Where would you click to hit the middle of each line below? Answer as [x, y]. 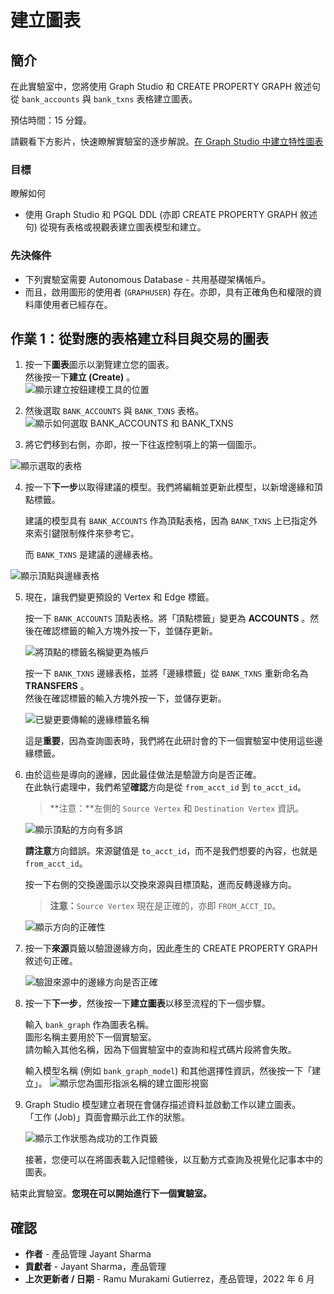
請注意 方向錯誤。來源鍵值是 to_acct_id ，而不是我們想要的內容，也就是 [171, 851]
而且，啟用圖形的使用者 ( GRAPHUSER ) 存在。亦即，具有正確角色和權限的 [169, 292]
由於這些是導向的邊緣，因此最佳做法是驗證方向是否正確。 [143, 775]
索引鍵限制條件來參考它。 [86, 533]
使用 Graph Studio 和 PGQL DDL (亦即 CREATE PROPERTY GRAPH [161, 215]
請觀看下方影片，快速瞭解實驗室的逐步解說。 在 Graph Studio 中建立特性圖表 [167, 141]
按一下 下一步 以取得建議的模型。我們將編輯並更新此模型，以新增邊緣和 [169, 487]
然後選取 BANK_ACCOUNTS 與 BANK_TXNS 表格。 [114, 411]
